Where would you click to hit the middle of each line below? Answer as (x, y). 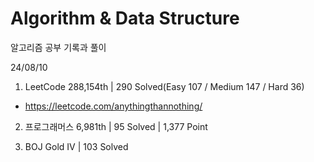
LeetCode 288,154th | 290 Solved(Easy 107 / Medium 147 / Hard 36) (164, 86)
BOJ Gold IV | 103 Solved (76, 146)
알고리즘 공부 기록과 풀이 (58, 47)
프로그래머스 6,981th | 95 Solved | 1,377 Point (116, 126)
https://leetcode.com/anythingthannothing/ (113, 106)
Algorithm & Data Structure (125, 18)
